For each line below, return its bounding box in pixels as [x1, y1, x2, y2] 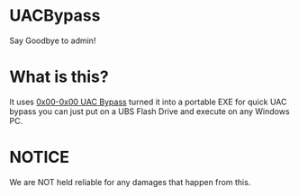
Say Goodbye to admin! [9, 35, 96, 46]
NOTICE [9, 147, 70, 167]
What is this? [9, 67, 110, 87]
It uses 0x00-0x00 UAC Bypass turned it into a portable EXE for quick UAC [9, 96, 287, 107]
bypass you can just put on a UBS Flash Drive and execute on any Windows [9, 105, 290, 117]
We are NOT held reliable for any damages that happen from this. [9, 176, 251, 187]
